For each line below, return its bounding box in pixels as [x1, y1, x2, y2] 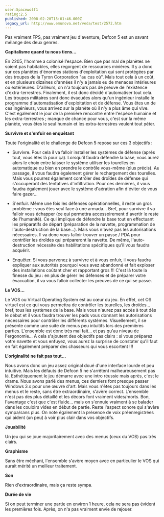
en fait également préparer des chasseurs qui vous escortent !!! [5, 344, 133, 349]
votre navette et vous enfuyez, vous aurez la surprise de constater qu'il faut [5, 339, 158, 345]
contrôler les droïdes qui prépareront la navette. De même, [12, 237, 131, 243]
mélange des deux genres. [5, 40, 59, 46]
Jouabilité [5, 424, 26, 430]
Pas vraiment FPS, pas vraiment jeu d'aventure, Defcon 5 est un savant [5, 34, 148, 40]
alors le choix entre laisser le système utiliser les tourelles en [12, 160, 135, 166]
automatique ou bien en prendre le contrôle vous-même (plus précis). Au [12, 165, 160, 171]
